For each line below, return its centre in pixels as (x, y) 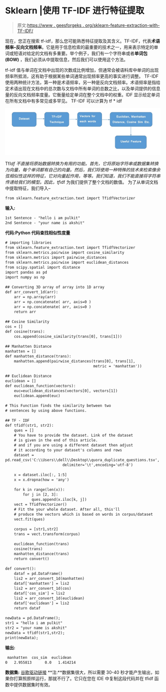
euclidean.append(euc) (37, 396)
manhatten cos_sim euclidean (39, 658)
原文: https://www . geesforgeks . (50, 25)
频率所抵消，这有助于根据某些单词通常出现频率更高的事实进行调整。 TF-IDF (82, 76)
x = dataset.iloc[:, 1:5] (41, 475)
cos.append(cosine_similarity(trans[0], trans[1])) (68, 337)
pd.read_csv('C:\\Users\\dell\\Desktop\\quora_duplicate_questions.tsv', (83, 460)
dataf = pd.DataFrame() (38, 574)
